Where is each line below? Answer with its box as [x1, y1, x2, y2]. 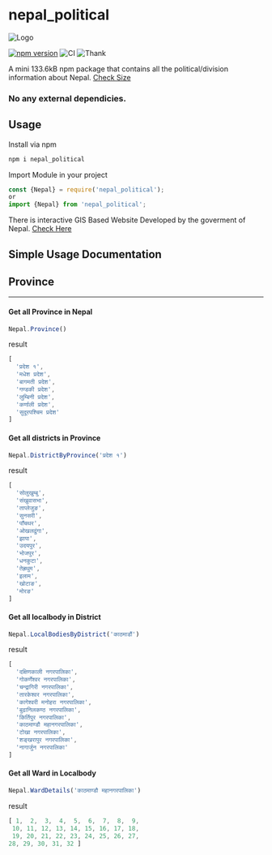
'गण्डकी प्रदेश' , [15, 385, 55, 393]
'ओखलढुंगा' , [15, 526, 49, 535]
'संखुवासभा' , [15, 496, 49, 505]
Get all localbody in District [8, 612, 101, 621]
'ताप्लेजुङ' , [15, 505, 46, 513]
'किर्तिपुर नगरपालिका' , [15, 713, 71, 721]
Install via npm [8, 140, 57, 149]
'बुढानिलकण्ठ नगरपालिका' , [15, 706, 82, 714]
